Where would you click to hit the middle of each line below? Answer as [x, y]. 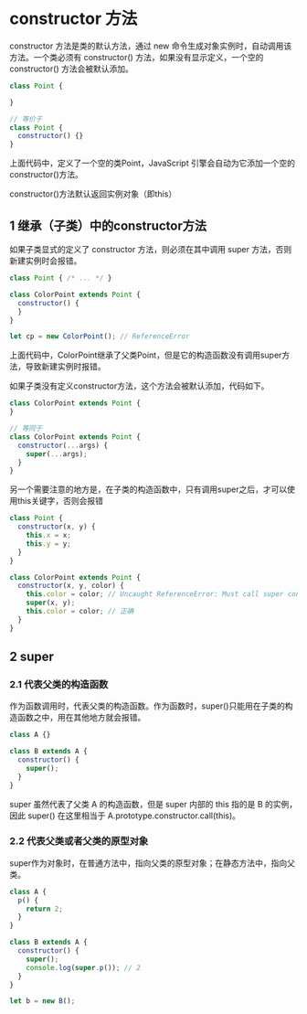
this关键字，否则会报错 [60, 501]
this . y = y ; [48, 544]
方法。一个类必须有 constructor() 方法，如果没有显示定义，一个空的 [137, 57]
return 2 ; [45, 909]
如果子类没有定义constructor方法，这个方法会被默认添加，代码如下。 [139, 386]
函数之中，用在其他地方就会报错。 [81, 718]
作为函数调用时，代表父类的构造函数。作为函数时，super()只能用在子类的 [147, 706]
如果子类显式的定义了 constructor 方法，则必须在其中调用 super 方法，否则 [151, 249]
